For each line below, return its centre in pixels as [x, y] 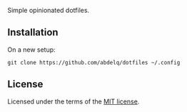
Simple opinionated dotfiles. [49, 10]
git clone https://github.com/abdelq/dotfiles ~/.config [94, 62]
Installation [33, 32]
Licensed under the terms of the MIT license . [74, 101]
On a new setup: [31, 50]
